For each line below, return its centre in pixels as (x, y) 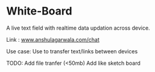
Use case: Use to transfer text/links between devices (72, 51)
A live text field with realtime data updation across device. (78, 28)
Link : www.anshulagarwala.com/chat (53, 39)
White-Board (39, 11)
